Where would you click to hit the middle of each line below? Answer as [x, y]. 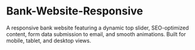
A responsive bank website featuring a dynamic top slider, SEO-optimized [98, 28]
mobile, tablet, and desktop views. [49, 40]
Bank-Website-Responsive [75, 11]
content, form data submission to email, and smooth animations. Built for [96, 34]
